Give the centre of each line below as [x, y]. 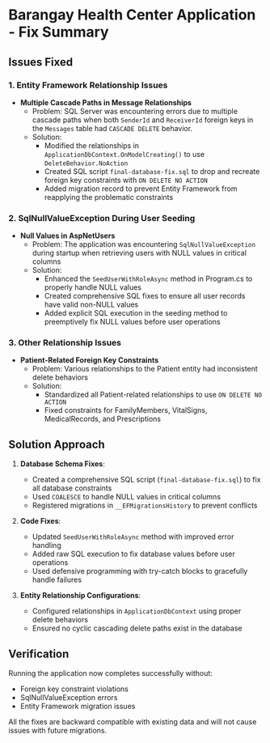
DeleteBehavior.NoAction [86, 163]
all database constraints [72, 488]
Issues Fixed [41, 62]
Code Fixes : [40, 521]
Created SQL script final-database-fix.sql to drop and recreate [152, 171]
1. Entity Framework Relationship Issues [88, 85]
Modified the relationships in [92, 145]
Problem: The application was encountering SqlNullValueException [144, 244]
